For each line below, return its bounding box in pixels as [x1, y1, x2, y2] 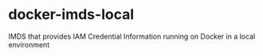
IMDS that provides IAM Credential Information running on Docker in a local [8, 32, 256, 41]
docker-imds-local [8, 6, 134, 24]
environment [8, 39, 50, 49]
